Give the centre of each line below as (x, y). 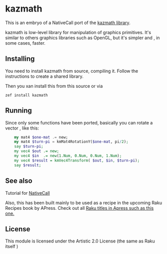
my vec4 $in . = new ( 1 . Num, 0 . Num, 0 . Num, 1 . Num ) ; (68, 156)
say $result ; (28, 165)
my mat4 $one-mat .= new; (41, 137)
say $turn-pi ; (29, 147)
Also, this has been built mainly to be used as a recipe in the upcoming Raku (84, 203)
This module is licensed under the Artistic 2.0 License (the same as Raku (80, 241)
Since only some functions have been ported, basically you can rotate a (79, 122)
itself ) (12, 246)
